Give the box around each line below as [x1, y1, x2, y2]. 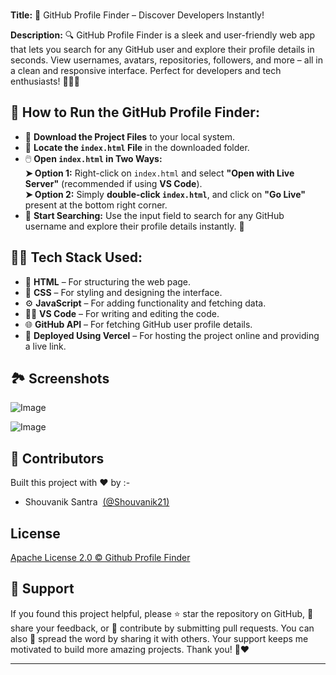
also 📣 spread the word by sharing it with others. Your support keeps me [10, 632, 309, 644]
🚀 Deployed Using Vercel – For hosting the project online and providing [24, 329, 320, 341]
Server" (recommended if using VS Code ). [24, 177, 203, 189]
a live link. [24, 340, 67, 352]
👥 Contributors [10, 450, 105, 467]
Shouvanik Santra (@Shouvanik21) [24, 496, 170, 508]
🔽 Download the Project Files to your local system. [24, 130, 236, 143]
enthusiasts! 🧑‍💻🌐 [10, 75, 80, 87]
